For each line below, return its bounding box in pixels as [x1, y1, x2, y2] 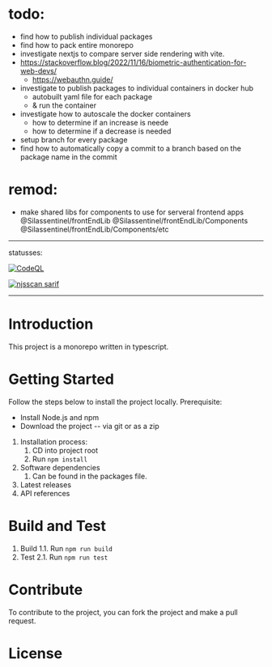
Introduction [8, 315, 94, 333]
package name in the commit [19, 151, 117, 162]
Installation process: [19, 436, 87, 446]
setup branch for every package [19, 134, 128, 144]
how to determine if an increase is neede [32, 117, 169, 127]
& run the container [32, 100, 97, 110]
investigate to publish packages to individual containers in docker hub [19, 83, 253, 93]
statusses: [8, 248, 43, 257]
